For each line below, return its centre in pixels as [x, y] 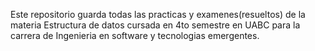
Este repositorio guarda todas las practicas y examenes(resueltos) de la [158, 14]
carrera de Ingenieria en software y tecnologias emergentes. [135, 35]
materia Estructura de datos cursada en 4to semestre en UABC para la [155, 25]
